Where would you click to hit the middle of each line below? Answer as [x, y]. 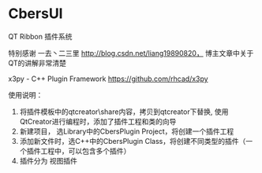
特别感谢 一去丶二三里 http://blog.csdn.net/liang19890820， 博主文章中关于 [131, 53]
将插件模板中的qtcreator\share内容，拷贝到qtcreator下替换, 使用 [124, 112]
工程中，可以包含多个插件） [86, 151]
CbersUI [36, 14]
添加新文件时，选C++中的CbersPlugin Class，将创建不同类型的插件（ [133, 141]
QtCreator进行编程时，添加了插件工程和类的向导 [98, 121]
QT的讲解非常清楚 [37, 63]
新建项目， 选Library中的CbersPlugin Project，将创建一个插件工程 [127, 131]
